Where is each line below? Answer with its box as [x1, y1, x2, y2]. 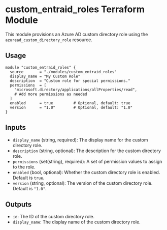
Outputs [5, 200, 32, 209]
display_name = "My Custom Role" [10, 74, 81, 79]
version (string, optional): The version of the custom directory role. [12, 180, 153, 186]
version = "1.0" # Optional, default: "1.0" [10, 105, 133, 110]
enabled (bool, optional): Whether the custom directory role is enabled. [12, 169, 160, 175]
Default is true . [12, 175, 45, 181]
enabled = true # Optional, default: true [10, 100, 130, 105]
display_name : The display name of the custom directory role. [12, 219, 141, 225]
